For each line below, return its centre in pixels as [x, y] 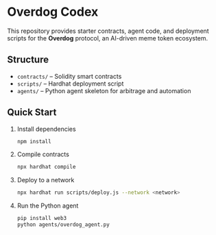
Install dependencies [47, 129]
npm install [34, 141]
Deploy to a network [46, 180]
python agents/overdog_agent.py [63, 225]
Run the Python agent [48, 206]
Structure [28, 60]
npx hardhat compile [46, 167]
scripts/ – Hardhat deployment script [70, 84]
